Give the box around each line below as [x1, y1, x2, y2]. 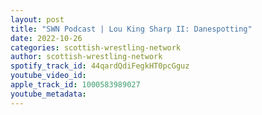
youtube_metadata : [10, 89, 87, 99]
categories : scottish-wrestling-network [10, 42, 182, 53]
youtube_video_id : [10, 71, 87, 81]
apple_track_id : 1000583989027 [10, 80, 141, 90]
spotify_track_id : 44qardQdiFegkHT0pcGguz [10, 61, 190, 71]
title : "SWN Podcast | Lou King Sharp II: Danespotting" [10, 24, 253, 34]
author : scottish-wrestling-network [10, 52, 163, 62]
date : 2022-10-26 [10, 33, 83, 43]
